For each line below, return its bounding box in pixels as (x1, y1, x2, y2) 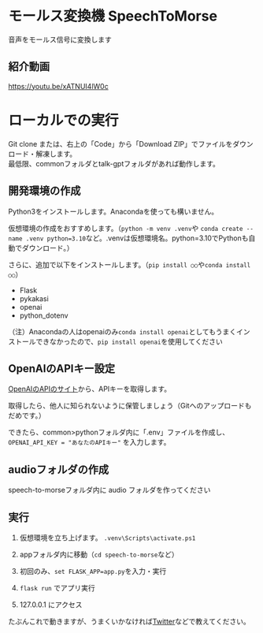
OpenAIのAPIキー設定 (8, 362, 116, 375)
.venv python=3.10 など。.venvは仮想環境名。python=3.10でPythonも (25, 233, 249, 243)
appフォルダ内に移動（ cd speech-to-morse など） (19, 549, 179, 559)
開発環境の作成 (8, 184, 81, 198)
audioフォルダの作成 (8, 463, 109, 476)
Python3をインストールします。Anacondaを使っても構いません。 (8, 207, 219, 216)
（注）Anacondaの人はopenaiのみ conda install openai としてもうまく (8, 326, 237, 336)
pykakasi (19, 293, 49, 303)
